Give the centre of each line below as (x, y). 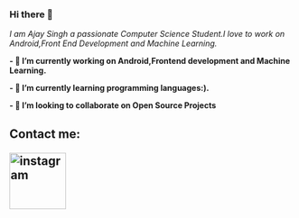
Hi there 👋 (32, 14)
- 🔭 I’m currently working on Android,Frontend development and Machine (150, 61)
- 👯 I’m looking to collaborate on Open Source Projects (113, 105)
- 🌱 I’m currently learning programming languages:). (109, 88)
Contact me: (45, 134)
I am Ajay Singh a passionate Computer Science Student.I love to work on (147, 34)
